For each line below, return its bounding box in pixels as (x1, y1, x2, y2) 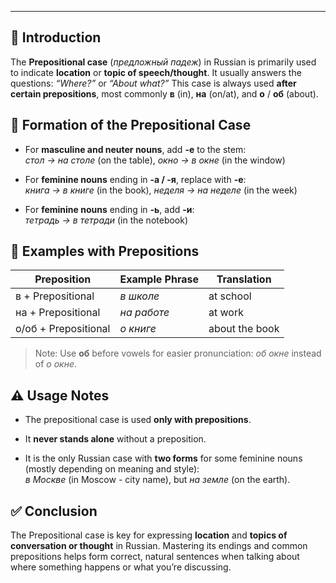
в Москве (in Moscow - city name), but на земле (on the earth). (24, 474, 291, 486)
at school (208, 289, 252, 303)
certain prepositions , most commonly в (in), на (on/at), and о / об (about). (10, 87, 319, 100)
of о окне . (34, 358, 78, 370)
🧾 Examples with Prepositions (10, 243, 200, 260)
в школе (119, 289, 160, 303)
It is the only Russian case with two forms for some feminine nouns (24, 452, 303, 465)
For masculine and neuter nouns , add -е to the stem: (24, 143, 247, 155)
